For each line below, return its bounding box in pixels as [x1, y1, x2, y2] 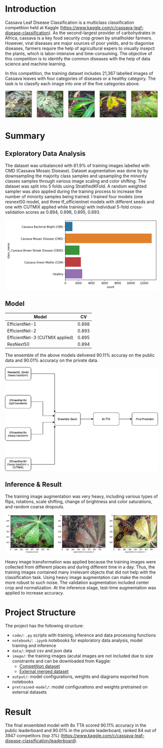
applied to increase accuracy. [5, 590, 64, 596]
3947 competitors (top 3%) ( [5, 733, 63, 739]
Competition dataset [19, 663, 60, 669]
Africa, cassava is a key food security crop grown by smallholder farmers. [5, 35, 153, 41]
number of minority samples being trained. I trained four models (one [5, 193, 143, 199]
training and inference [12, 643, 57, 649]
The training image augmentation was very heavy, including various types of [5, 493, 158, 499]
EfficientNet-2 [7, 328, 36, 334]
